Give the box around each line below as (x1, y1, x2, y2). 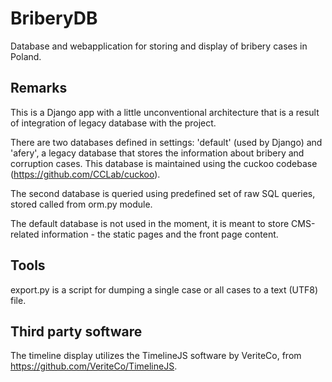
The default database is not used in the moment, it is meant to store (10, 217, 290, 229)
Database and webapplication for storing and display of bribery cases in (10, 40, 308, 52)
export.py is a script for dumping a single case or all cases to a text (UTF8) (10, 283, 319, 296)
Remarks (10, 80, 68, 97)
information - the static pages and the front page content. (41, 228, 279, 240)
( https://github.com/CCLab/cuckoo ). (10, 168, 161, 180)
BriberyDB (10, 7, 98, 30)
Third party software (10, 323, 143, 340)
